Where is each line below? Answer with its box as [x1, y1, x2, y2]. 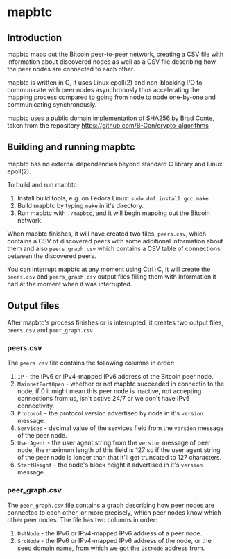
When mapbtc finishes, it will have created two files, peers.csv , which [7, 230, 207, 238]
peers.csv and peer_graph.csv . [7, 325, 95, 334]
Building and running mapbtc [7, 141, 135, 153]
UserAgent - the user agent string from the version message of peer [17, 438, 211, 447]
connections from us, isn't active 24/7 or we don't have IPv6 [17, 394, 190, 402]
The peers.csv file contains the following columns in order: [7, 359, 175, 367]
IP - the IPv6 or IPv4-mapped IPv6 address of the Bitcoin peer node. [17, 372, 214, 380]
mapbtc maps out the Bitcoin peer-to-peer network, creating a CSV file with [7, 50, 224, 58]
